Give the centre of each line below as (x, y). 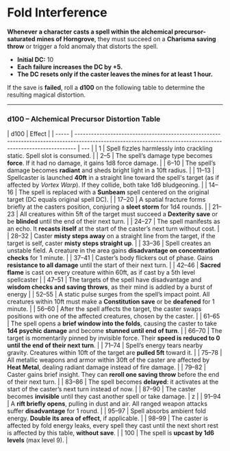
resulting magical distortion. (47, 95)
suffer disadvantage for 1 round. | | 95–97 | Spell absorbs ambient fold (107, 411)
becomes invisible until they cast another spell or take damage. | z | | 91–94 (114, 397)
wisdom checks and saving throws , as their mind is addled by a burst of (110, 287)
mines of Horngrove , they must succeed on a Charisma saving (126, 38)
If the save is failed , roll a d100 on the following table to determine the (106, 87)
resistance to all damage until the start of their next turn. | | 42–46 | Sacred (114, 265)
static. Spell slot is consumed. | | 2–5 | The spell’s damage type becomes (110, 156)
